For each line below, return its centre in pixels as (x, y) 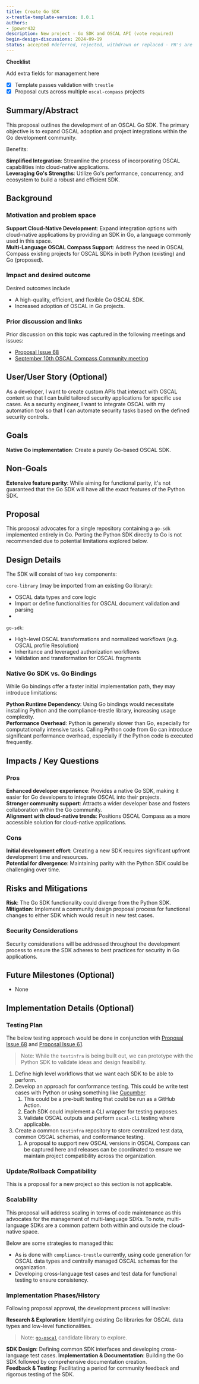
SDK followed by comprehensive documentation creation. (77, 1361)
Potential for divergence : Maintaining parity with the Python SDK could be (97, 864)
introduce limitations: (32, 693)
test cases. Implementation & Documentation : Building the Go (107, 1355)
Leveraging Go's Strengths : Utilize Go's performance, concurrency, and (95, 173)
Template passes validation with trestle (64, 84)
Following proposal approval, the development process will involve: (88, 1308)
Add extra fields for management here (53, 73)
